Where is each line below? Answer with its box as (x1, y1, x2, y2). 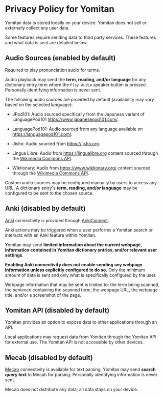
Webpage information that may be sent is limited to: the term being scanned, (5, 282, 160, 287)
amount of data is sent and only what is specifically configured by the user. (5, 272, 157, 278)
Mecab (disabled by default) (5, 353, 93, 362)
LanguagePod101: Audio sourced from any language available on (12, 126, 143, 132)
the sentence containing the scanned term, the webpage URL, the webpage (5, 286, 158, 293)
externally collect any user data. (5, 25, 70, 30)
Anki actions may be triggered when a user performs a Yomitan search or (5, 227, 153, 233)
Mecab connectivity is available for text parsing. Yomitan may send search (5, 367, 156, 372)
